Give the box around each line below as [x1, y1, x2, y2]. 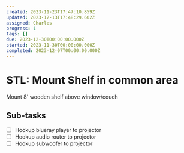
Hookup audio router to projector [14, 133, 96, 140]
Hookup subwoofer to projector [14, 140, 93, 147]
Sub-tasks [6, 111, 46, 121]
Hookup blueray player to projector [14, 126, 102, 133]
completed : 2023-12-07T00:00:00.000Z [6, 48, 101, 54]
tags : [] [6, 31, 28, 37]
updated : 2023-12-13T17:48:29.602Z [6, 14, 95, 20]
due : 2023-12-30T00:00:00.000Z [6, 36, 85, 42]
